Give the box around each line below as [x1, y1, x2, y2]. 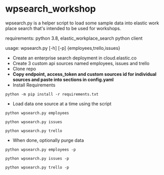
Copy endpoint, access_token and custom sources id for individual [12, 71, 156, 77]
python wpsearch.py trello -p [5, 165, 70, 170]
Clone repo [12, 66, 37, 72]
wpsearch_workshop [5, 3, 96, 15]
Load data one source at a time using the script [12, 100, 112, 107]
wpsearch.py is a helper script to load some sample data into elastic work [5, 20, 159, 26]
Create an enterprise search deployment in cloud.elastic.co [12, 54, 137, 61]
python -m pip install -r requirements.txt [5, 92, 99, 97]
